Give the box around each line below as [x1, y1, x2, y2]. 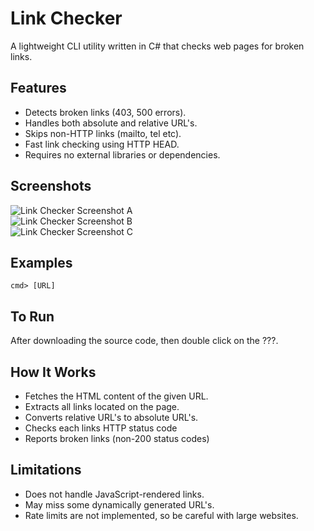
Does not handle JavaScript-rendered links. [24, 488, 205, 500]
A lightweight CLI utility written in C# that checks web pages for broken [10, 40, 305, 52]
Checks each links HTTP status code [24, 422, 178, 434]
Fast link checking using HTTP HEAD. [24, 138, 180, 150]
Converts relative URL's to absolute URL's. [24, 412, 199, 423]
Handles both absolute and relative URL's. [24, 117, 198, 129]
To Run [10, 308, 55, 325]
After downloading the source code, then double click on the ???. [10, 335, 279, 347]
